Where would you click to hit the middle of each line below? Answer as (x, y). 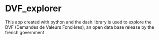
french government (25, 32)
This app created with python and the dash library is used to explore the (79, 22)
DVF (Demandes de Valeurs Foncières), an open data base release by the (80, 27)
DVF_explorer (33, 9)
